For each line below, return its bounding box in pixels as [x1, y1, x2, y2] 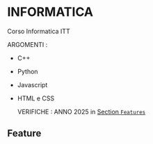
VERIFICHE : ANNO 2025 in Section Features [17, 107, 146, 116]
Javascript [17, 80, 48, 89]
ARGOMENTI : [7, 40, 48, 48]
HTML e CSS [17, 94, 55, 102]
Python [17, 67, 38, 75]
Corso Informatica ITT [7, 27, 71, 35]
